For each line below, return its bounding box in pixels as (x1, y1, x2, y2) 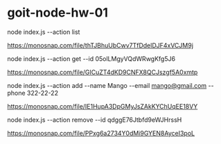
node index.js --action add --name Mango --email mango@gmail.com (7, 81, 207, 89)
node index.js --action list (7, 28, 80, 36)
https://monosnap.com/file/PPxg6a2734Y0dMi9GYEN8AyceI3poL (7, 129, 195, 137)
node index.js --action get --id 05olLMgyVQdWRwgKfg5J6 (7, 54, 175, 63)
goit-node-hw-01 (7, 5, 109, 21)
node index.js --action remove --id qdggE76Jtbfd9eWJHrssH (7, 116, 182, 124)
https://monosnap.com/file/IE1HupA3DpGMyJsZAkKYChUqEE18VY (7, 102, 198, 110)
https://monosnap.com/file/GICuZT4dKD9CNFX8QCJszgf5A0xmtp (7, 68, 198, 76)
